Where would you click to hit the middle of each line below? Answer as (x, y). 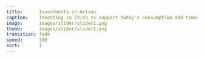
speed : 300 (27, 40)
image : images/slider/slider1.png (57, 23)
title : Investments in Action (51, 12)
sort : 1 (24, 46)
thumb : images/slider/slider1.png (57, 29)
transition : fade (28, 34)
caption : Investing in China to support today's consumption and (95, 18)
